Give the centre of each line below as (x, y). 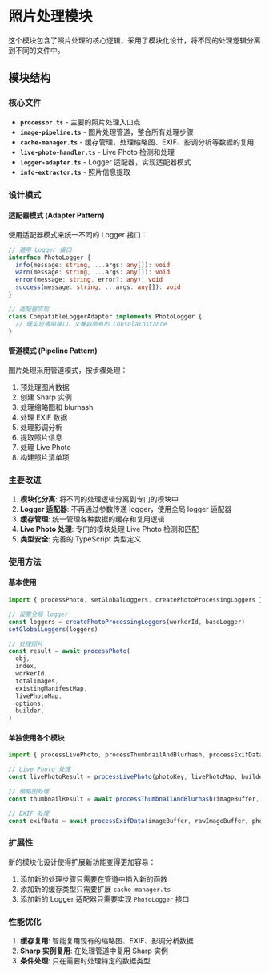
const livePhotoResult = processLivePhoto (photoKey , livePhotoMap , (123, 777)
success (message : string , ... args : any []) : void (98, 287)
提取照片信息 (41, 437)
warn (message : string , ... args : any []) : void (93, 272)
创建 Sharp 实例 (46, 397)
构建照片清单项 (44, 457)
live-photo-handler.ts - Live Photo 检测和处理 (97, 152)
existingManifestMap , (52, 688)
